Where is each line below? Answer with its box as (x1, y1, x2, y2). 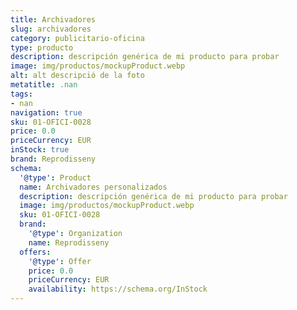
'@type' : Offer (28, 256, 92, 266)
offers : (19, 247, 52, 257)
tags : (10, 89, 33, 99)
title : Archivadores (10, 14, 97, 25)
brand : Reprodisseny (10, 154, 97, 164)
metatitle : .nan (10, 80, 78, 90)
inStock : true (10, 145, 70, 155)
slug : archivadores (10, 24, 92, 34)
